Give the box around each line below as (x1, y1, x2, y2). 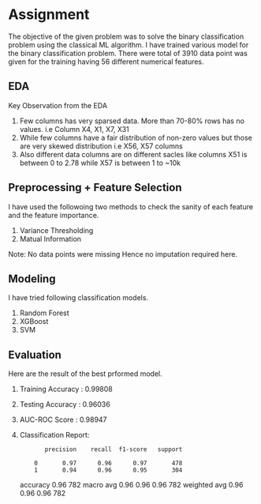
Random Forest (19, 308, 69, 318)
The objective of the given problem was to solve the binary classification (8, 32, 244, 41)
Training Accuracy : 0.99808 (19, 385, 113, 394)
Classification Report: (19, 431, 90, 440)
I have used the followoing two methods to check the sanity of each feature (8, 201, 254, 211)
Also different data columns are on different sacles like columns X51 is (19, 149, 248, 159)
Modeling (8, 272, 56, 285)
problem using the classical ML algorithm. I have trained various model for (8, 39, 249, 49)
